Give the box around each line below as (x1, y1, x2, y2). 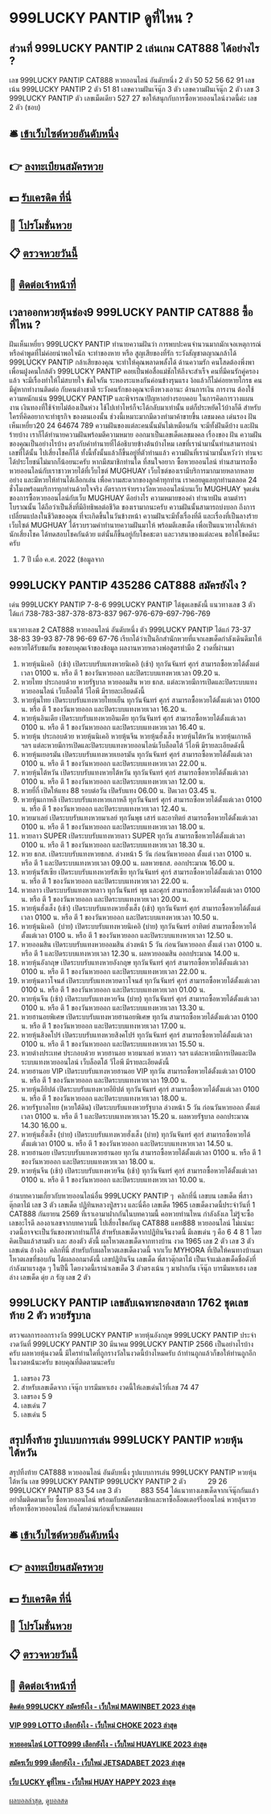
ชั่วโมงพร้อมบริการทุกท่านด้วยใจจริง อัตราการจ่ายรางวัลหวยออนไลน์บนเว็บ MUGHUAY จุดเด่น (9, 484, 261, 494)
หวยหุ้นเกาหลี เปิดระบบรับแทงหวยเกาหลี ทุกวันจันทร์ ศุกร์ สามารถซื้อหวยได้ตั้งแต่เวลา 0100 (20, 794, 262, 804)
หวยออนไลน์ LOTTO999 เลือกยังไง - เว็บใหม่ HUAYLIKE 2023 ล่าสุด (9, 1739, 207, 1749)
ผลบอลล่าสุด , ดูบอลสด (9, 1795, 68, 1805)
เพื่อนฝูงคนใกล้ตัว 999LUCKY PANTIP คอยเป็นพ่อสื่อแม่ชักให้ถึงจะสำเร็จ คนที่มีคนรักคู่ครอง (9, 367, 260, 376)
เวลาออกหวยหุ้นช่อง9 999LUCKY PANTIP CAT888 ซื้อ (9, 305, 253, 319)
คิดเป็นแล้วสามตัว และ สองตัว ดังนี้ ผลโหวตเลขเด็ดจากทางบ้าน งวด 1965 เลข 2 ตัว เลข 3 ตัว (9, 1236, 255, 1245)
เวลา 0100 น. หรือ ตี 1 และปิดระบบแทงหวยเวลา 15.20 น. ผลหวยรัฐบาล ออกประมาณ (20, 1111, 249, 1121)
